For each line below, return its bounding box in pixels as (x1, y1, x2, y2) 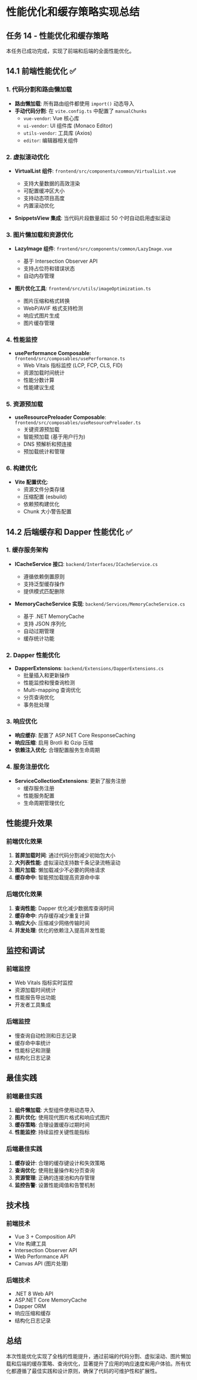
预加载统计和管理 (23, 448, 65, 455)
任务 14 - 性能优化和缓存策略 (6, 31, 108, 41)
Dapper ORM (14, 1302, 46, 1309)
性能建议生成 (23, 383, 55, 390)
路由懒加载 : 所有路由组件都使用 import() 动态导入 (14, 100, 134, 107)
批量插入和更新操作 (23, 672, 70, 679)
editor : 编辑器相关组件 (23, 137, 79, 144)
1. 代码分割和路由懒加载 (6, 85, 72, 94)
